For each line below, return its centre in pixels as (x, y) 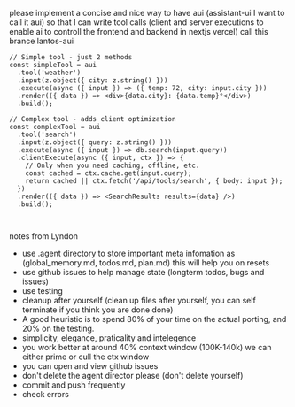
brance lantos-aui (41, 41)
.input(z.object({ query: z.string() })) (95, 142)
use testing (43, 291)
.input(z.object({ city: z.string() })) (93, 81)
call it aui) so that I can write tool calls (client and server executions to (136, 22)
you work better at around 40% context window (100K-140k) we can (147, 347)
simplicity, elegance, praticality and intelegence (109, 338)
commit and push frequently (74, 385)
